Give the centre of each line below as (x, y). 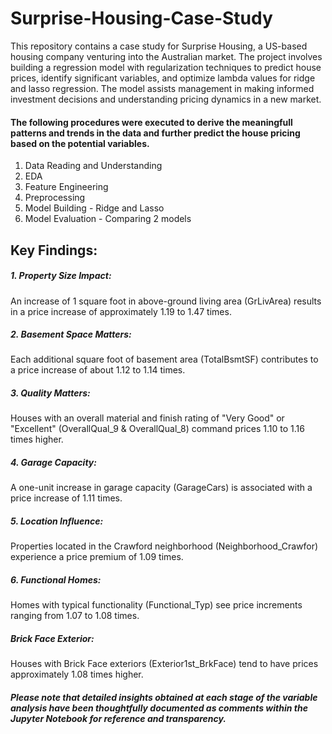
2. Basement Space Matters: (71, 334)
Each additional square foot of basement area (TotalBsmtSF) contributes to (164, 359)
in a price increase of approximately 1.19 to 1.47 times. (121, 311)
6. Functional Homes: (56, 579)
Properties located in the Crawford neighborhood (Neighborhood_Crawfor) (164, 546)
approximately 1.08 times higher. (77, 674)
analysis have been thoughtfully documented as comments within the (159, 708)
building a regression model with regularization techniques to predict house (166, 67)
